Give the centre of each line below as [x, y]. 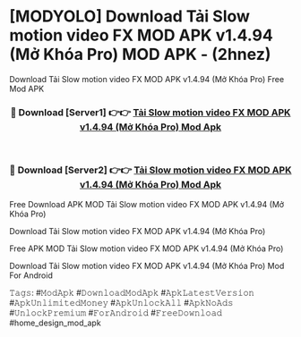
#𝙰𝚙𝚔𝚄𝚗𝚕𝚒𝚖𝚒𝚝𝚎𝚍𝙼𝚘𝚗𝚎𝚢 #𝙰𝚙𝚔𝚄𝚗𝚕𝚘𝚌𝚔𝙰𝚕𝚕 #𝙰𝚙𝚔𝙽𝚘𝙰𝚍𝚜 [121, 302]
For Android [31, 275]
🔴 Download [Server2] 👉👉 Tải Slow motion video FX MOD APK [150, 170]
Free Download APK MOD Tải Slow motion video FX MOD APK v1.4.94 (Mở [147, 204]
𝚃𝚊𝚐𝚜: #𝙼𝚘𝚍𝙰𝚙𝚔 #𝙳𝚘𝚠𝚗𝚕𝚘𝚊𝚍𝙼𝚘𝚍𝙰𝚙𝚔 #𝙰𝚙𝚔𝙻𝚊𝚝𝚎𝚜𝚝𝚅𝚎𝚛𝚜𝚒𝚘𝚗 [132, 292]
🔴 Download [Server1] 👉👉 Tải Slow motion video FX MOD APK [150, 112]
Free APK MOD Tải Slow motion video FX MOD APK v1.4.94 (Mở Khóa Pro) [146, 249]
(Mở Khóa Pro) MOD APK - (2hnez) [140, 55]
